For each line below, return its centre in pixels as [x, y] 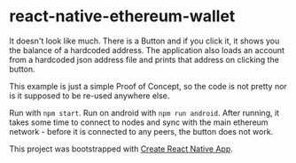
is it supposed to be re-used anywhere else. [90, 96]
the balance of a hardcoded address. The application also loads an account [147, 50]
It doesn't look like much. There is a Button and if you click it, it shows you [144, 41]
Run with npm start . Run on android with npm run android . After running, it [144, 113]
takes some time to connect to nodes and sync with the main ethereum [139, 122]
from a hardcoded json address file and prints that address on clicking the [144, 59]
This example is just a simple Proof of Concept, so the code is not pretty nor [148, 86]
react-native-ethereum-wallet [122, 16]
